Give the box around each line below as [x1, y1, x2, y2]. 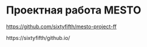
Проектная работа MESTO [6, 4, 142, 17]
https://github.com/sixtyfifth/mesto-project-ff [6, 23, 117, 30]
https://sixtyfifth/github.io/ [6, 34, 70, 41]
